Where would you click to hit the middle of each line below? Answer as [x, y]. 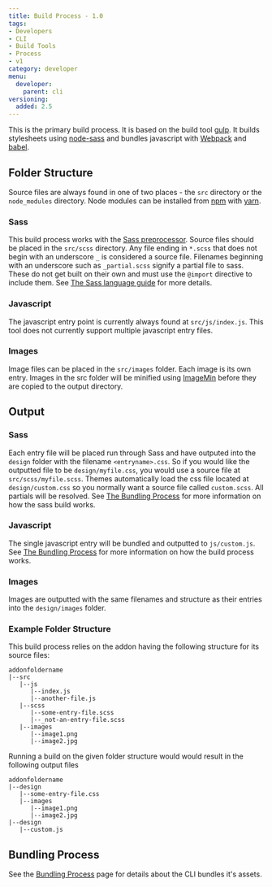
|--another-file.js [63, 699]
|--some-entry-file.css [59, 794]
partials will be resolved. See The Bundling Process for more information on [135, 496]
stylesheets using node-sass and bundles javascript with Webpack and [127, 138]
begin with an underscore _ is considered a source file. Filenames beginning [136, 257]
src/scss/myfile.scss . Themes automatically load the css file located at [129, 478]
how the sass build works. [52, 504]
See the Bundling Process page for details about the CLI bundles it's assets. [135, 874]
